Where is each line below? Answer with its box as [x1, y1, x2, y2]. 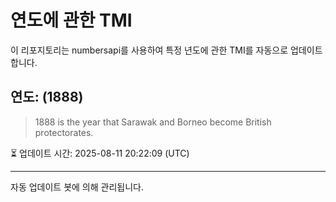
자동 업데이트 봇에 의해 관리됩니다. [10, 181, 144, 193]
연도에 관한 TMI [10, 9, 133, 32]
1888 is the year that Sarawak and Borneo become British [34, 116, 272, 128]
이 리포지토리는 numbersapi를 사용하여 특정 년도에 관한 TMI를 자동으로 [10, 44, 289, 56]
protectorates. [34, 126, 94, 138]
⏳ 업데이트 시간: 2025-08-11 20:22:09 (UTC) [10, 147, 190, 159]
